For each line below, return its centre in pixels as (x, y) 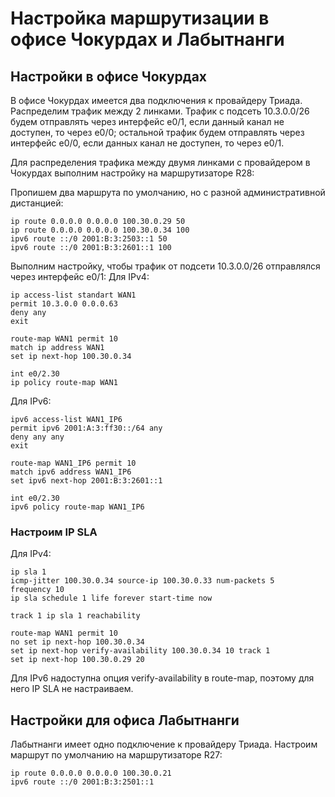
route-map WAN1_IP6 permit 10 (73, 463)
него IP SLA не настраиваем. (72, 689)
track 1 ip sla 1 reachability (75, 616)
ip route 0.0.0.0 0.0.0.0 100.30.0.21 (91, 773)
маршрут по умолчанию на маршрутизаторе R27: (116, 755)
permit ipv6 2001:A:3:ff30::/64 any (86, 428)
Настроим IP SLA (54, 532)
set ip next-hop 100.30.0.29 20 (77, 660)
